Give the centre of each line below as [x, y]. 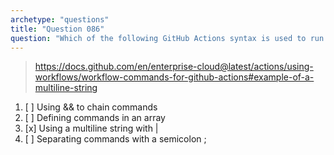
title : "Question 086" [57, 29]
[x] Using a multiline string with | [91, 128]
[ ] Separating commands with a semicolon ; [115, 139]
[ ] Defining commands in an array [95, 118]
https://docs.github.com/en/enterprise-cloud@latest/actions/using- [174, 67]
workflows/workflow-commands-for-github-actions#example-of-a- [174, 77]
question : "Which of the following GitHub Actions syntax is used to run [167, 38]
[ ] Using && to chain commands [91, 107]
